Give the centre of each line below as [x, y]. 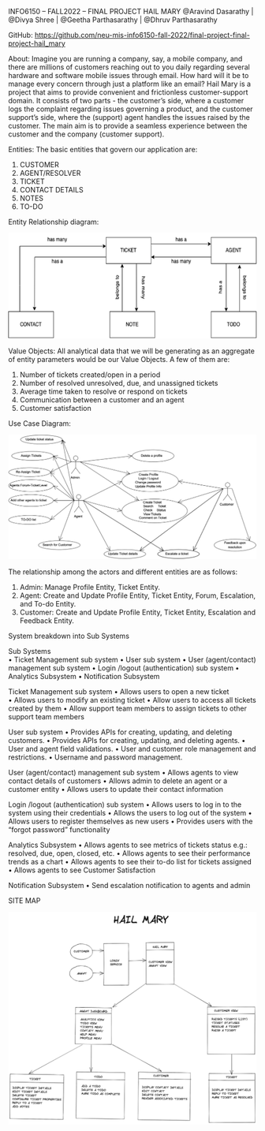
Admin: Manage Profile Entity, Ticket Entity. [90, 588]
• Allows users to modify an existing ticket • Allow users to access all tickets [132, 700]
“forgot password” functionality [59, 830]
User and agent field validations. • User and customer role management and [132, 749]
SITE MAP [24, 901]
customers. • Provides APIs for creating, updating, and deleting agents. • [127, 741]
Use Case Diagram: [39, 423]
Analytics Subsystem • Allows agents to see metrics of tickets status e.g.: [128, 845]
